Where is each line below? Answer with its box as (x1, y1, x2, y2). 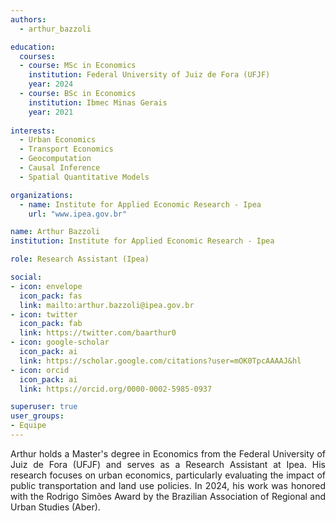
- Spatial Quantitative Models (19, 172, 150, 182)
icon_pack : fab (19, 319, 83, 329)
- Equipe (10, 421, 47, 431)
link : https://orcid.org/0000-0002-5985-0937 (19, 384, 213, 394)
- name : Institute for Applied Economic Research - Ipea (19, 199, 262, 210)
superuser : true (10, 402, 78, 412)
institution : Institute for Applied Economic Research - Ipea (10, 236, 275, 246)
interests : (10, 126, 56, 136)
